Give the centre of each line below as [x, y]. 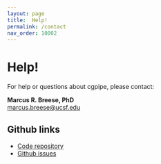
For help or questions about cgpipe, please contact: [80, 87]
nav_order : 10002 [32, 33]
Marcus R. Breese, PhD [41, 100]
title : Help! [28, 20]
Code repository [40, 146]
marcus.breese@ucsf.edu [44, 108]
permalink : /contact [37, 26]
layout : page [26, 14]
